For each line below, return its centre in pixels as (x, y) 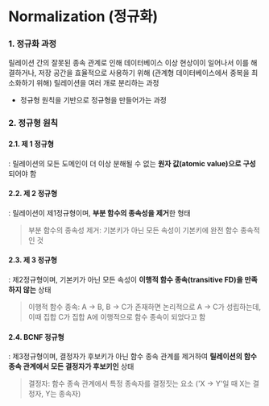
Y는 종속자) (63, 394)
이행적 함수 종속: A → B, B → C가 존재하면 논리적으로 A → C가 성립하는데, (145, 307)
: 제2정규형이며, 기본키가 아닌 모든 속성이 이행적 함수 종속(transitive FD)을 (126, 280)
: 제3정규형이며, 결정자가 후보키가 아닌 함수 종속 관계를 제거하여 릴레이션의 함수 (133, 357)
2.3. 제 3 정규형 (33, 260)
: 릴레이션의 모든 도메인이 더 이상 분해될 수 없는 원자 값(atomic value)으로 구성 (132, 163)
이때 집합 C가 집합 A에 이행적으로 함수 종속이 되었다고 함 (117, 317)
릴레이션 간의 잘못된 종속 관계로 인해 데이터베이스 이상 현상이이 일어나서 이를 (129, 63)
